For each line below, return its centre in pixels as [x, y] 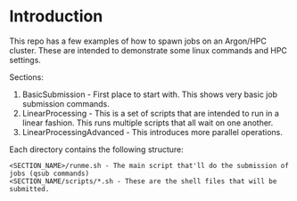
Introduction [56, 16]
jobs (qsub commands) [49, 173]
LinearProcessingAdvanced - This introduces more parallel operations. [153, 132]
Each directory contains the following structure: [97, 149]
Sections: [27, 76]
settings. [25, 60]
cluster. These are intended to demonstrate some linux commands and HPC [148, 50]
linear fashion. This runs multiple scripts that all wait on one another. [148, 123]
